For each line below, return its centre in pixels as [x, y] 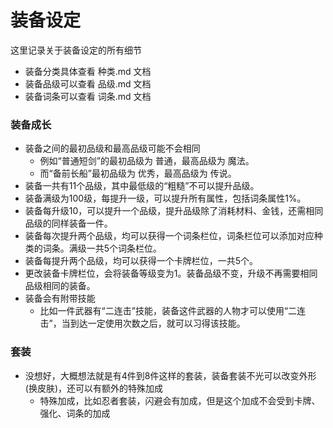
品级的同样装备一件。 [68, 223]
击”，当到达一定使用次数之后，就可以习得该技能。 [142, 323]
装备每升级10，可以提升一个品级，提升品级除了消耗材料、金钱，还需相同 [174, 211]
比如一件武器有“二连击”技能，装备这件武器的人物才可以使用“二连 [173, 311]
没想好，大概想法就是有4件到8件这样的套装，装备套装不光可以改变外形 [170, 375]
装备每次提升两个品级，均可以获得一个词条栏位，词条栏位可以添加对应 [169, 236]
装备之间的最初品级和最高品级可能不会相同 [112, 148]
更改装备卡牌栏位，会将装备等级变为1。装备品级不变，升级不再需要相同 [171, 273]
